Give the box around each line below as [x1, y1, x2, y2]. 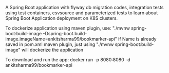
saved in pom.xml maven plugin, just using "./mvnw [5, 41, 114, 47]
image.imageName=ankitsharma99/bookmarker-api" [5, 36, 117, 42]
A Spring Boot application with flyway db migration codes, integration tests [5, 5, 164, 10]
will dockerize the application [21, 47, 84, 53]
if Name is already [118, 36, 157, 42]
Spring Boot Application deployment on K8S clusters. [5, 15, 118, 21]
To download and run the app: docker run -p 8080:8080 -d [5, 57, 130, 63]
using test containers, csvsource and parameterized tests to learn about [5, 10, 158, 16]
